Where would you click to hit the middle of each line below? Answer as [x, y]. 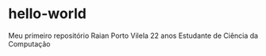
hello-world [48, 14]
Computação [29, 43]
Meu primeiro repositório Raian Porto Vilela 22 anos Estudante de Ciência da [133, 35]
